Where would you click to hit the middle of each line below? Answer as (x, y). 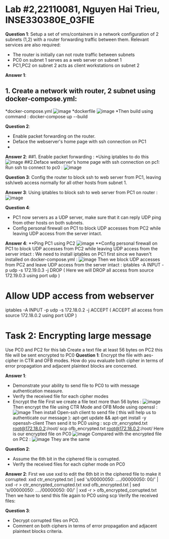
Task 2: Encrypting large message (78, 335)
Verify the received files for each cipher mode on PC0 (69, 464)
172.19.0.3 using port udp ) (33, 275)
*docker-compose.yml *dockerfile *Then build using (79, 111)
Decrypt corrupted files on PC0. (46, 520)
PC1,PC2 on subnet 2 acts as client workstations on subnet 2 (76, 65)
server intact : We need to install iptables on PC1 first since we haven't (78, 254)
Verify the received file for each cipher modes (60, 396)
